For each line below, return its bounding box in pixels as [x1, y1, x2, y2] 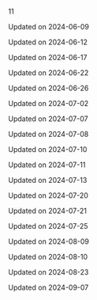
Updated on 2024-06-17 [8, 53, 88, 62]
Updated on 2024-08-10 [8, 253, 88, 261]
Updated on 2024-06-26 [8, 83, 89, 93]
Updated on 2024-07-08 [8, 130, 89, 139]
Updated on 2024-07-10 [8, 145, 88, 154]
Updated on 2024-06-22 [8, 68, 89, 78]
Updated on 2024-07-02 [8, 99, 89, 108]
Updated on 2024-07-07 [8, 114, 88, 123]
